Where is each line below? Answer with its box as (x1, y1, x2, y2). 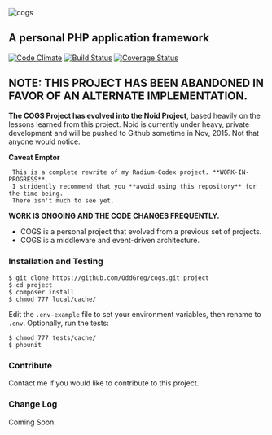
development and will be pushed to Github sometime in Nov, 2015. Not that (8, 128, 259, 137)
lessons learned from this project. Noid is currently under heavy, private (8, 119, 250, 129)
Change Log (8, 398, 58, 410)
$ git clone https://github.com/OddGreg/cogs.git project (8, 273, 209, 282)
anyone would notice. (8, 137, 81, 146)
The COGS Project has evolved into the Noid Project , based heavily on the (8, 111, 261, 120)
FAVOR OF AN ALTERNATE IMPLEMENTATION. (8, 89, 248, 103)
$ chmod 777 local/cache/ (8, 295, 96, 303)
